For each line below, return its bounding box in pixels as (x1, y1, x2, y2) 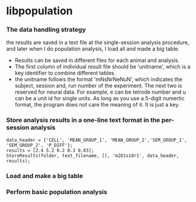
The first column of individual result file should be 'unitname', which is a (14, 63, 191, 70)
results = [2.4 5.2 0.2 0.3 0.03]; (6, 147, 94, 153)
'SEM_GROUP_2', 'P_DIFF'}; (6, 142, 73, 148)
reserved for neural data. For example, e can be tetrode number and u (14, 88, 186, 96)
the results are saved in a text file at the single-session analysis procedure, (6, 39, 189, 46)
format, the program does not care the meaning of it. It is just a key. (14, 101, 180, 108)
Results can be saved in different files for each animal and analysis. (14, 57, 180, 64)
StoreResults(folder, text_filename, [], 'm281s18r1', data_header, (6, 153, 179, 159)
